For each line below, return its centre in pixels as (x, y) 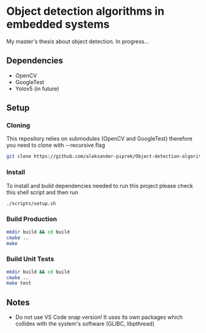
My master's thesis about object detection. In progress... (78, 41)
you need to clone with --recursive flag (56, 145)
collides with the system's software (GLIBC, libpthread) (85, 324)
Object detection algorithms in (85, 11)
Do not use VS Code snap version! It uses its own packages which (99, 317)
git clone (19, 157)
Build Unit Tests (30, 259)
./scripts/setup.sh (31, 203)
